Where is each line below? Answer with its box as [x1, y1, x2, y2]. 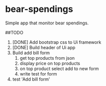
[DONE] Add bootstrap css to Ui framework [12, 39, 102, 45]
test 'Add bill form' [12, 76, 50, 82]
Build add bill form [12, 50, 50, 56]
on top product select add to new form [19, 66, 99, 72]
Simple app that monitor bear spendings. [5, 20, 89, 26]
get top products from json [19, 55, 75, 61]
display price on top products [19, 60, 81, 66]
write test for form [19, 71, 57, 77]
